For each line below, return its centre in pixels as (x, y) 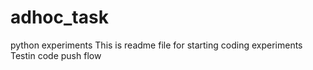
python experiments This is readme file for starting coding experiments (156, 45)
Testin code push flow (56, 55)
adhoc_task (59, 17)
